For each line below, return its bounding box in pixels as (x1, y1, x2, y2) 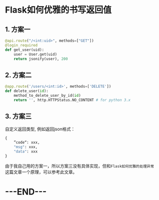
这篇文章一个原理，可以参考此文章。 (5, 169, 77, 175)
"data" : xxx (14, 149, 38, 154)
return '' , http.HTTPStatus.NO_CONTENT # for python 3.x (14, 97, 131, 102)
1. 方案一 (5, 25, 30, 33)
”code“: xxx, (14, 140, 40, 145)
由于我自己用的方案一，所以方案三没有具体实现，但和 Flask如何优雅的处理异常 (5, 163, 154, 169)
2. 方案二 (5, 71, 32, 79)
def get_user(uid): (5, 47, 44, 52)
